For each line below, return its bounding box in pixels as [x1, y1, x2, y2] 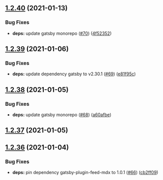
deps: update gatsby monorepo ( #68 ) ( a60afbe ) [12, 112, 112, 118]
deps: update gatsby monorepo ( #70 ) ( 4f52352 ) [12, 30, 112, 36]
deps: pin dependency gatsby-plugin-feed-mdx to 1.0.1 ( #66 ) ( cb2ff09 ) [12, 170, 159, 176]
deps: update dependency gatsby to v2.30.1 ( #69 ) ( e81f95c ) [12, 71, 136, 77]
